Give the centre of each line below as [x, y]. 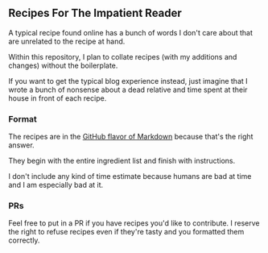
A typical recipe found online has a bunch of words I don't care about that [131, 32]
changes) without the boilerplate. [63, 65]
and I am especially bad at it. [56, 185]
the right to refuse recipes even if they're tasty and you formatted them [126, 232]
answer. [21, 145]
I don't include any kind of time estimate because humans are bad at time [130, 176]
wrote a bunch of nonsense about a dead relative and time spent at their [128, 89]
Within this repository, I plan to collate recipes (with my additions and [123, 56]
